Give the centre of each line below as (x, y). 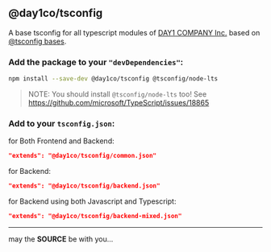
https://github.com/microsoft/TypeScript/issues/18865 (119, 102)
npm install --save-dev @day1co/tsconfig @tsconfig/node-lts (113, 79)
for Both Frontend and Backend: (61, 141)
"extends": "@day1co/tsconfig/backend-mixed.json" (95, 217)
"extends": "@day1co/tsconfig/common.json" (83, 156)
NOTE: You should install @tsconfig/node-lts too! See (117, 94)
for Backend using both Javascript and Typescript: (92, 201)
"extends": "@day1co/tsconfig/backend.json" (84, 186)
